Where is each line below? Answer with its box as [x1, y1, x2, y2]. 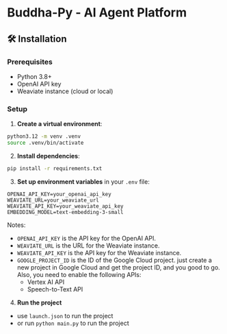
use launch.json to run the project [16, 311, 113, 320]
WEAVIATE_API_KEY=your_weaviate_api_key [7, 202, 124, 210]
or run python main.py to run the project [16, 319, 129, 327]
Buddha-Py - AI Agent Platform [7, 5, 187, 21]
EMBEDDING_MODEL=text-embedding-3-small [7, 208, 124, 215]
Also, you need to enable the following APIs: [16, 270, 142, 278]
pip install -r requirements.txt [7, 165, 103, 172]
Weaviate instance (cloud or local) [16, 87, 113, 95]
